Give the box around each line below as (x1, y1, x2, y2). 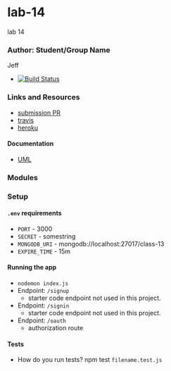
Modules (7, 172, 39, 182)
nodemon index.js (17, 279, 69, 287)
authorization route (27, 323, 84, 332)
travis (17, 115, 34, 124)
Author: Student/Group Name (7, 45, 110, 55)
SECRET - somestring (17, 232, 76, 240)
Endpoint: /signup (17, 286, 70, 294)
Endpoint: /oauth (17, 316, 67, 325)
